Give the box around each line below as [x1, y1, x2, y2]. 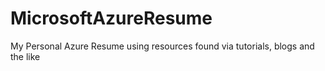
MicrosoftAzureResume [10, 7, 213, 30]
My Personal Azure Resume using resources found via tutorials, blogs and [10, 40, 315, 52]
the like [10, 50, 41, 62]
